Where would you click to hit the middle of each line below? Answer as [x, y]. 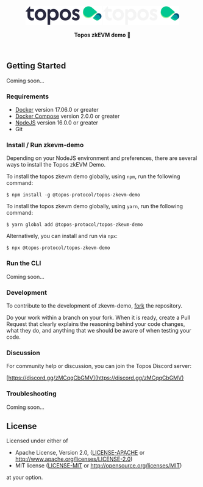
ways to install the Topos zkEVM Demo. [56, 165]
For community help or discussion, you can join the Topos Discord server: [99, 366]
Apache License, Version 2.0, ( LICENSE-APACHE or [80, 453]
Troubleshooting [31, 394]
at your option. [25, 477]
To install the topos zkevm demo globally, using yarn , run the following [95, 206]
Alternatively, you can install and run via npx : [62, 236]
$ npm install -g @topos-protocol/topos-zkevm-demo [73, 195]
